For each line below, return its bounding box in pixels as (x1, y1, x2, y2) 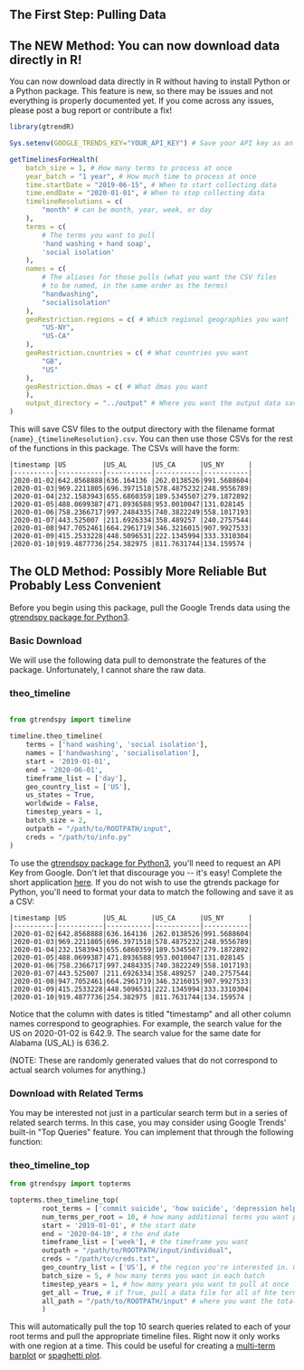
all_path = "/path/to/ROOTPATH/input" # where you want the (42, 1297, 273, 1306)
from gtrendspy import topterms (9, 1179, 131, 1188)
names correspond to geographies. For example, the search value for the (9, 1017, 282, 1029)
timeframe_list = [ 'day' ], (25, 773, 128, 783)
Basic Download (9, 634, 82, 647)
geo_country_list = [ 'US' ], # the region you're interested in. (42, 1263, 290, 1272)
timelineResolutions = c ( (25, 197, 124, 206)
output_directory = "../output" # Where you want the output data (25, 399, 281, 408)
